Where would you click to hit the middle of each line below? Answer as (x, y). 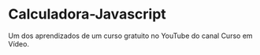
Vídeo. (19, 43)
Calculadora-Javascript (87, 14)
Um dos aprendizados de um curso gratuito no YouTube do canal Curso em (131, 36)
